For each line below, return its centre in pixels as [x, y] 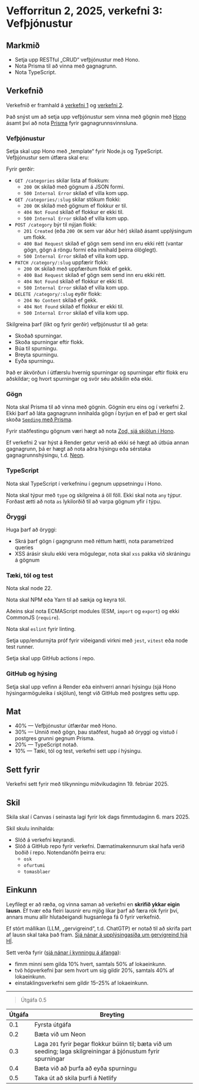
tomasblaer [37, 872]
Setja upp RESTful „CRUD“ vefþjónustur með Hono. [77, 60]
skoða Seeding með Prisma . [39, 420]
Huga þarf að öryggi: [32, 530]
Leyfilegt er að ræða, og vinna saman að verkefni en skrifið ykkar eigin [93, 904]
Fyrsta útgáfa [53, 1024]
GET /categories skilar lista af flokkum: [62, 181]
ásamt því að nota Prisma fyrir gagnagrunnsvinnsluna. [72, 123]
